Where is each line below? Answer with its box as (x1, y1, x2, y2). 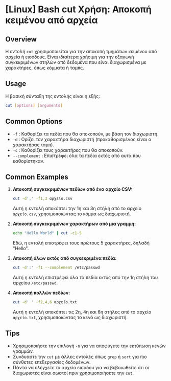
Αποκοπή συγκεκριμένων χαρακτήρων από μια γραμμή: (12, 221, 136, 227)
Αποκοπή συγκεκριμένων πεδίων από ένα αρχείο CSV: (12, 186, 133, 192)
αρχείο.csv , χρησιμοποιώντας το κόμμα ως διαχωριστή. (12, 211, 131, 217)
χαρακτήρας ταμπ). (12, 142, 55, 148)
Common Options (5, 117, 63, 126)
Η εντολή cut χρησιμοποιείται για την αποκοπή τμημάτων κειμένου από (5, 49, 157, 54)
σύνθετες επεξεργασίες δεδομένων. (12, 359, 91, 365)
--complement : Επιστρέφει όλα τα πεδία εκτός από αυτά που (12, 152, 141, 159)
